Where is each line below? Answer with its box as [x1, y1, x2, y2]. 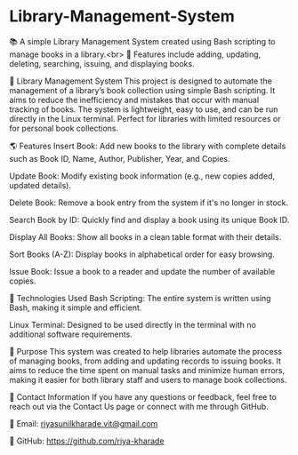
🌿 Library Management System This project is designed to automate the [9, 76, 273, 86]
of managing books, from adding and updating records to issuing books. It [9, 355, 282, 366]
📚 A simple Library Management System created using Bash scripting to [9, 36, 276, 46]
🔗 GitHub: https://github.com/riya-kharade [9, 435, 165, 446]
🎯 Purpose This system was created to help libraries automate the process [9, 346, 283, 356]
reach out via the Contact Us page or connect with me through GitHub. [9, 401, 269, 411]
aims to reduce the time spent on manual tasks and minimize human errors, [9, 364, 286, 375]
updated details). [9, 180, 71, 190]
